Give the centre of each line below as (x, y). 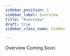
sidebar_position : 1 (27, 10)
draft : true (18, 24)
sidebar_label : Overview (32, 15)
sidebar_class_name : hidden (35, 29)
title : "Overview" (25, 19)
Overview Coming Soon (30, 48)
